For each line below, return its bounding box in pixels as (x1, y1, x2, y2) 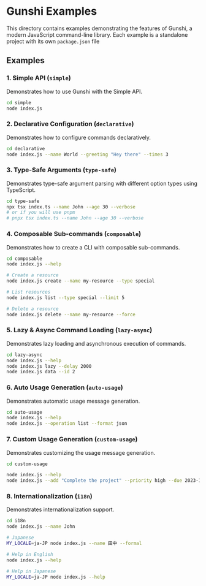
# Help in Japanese (6, 568, 56, 574)
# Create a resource (6, 272, 59, 278)
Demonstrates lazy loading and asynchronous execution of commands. (6, 340, 186, 347)
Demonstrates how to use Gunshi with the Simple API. (6, 88, 143, 95)
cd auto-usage (6, 409, 43, 415)
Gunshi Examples (6, 4, 97, 18)
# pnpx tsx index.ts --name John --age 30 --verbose (6, 215, 144, 221)
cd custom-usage (6, 461, 48, 467)
